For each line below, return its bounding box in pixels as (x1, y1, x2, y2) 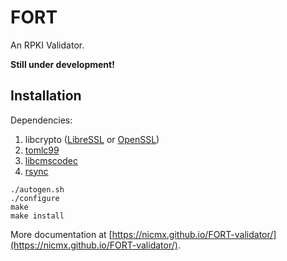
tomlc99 (24, 144, 60, 156)
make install (10, 211, 65, 221)
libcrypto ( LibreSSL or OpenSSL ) (24, 133, 160, 145)
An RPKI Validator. (10, 39, 85, 51)
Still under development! (10, 58, 115, 70)
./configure (10, 193, 60, 203)
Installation (10, 87, 82, 105)
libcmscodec (24, 154, 78, 166)
